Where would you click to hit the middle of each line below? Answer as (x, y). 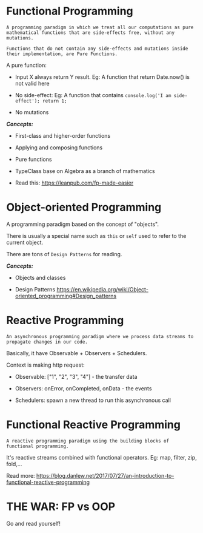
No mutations (32, 112)
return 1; (55, 101)
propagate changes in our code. (47, 342)
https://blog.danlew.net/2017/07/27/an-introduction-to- (105, 475)
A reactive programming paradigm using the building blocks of (88, 441)
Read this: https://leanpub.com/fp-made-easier (74, 183)
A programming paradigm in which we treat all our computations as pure (100, 27)
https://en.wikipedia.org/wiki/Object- (102, 289)
